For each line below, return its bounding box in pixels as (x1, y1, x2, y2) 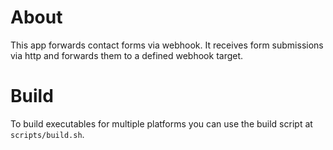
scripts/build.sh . (10, 128, 85, 140)
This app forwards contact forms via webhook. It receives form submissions (10, 39, 324, 51)
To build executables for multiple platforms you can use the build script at (10, 117, 313, 130)
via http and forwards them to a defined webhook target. (10, 49, 244, 61)
